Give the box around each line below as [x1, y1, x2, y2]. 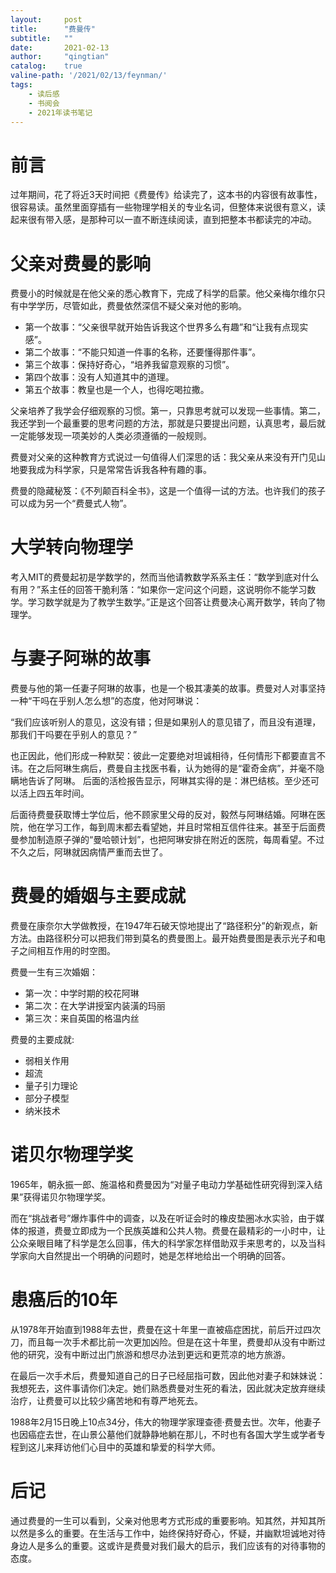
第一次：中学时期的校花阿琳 [24, 987, 140, 1000]
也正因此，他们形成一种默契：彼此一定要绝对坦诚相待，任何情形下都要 [10, 750, 300, 762]
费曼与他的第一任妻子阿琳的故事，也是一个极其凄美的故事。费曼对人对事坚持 [10, 682, 326, 695]
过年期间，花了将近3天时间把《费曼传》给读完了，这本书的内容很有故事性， [10, 189, 323, 201]
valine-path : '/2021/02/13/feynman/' [10, 71, 168, 81]
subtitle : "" [10, 33, 74, 43]
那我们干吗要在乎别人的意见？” [10, 729, 138, 741]
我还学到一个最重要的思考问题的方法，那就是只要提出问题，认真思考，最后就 [10, 417, 326, 430]
